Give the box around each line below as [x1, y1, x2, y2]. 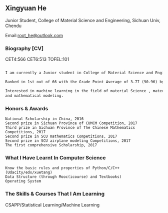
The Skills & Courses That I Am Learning [5, 190, 105, 197]
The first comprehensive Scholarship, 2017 [5, 142, 97, 147]
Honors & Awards [5, 105, 48, 112]
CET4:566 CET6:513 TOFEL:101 [5, 56, 69, 62]
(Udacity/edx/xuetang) [5, 170, 52, 175]
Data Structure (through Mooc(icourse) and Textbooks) [5, 174, 122, 179]
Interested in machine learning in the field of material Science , [5, 88, 151, 93]
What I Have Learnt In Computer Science [5, 154, 106, 161]
